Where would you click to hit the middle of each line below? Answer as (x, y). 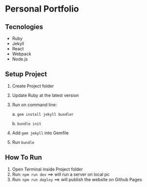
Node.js (20, 59)
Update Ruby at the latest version (45, 95)
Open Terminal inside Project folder (48, 169)
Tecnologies (24, 27)
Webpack (22, 54)
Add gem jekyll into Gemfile (40, 133)
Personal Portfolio (42, 9)
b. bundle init (27, 123)
